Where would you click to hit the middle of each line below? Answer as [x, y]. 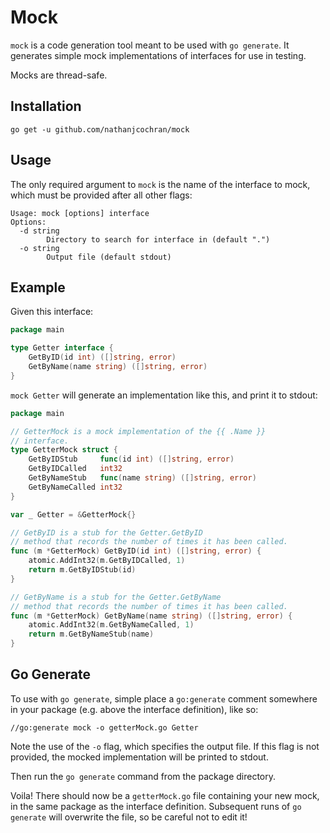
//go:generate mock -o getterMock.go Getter [104, 727]
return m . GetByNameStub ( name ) [91, 634]
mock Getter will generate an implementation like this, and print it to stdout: [164, 395]
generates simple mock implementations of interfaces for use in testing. [158, 55]
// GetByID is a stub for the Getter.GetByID [106, 532]
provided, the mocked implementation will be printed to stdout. [139, 757]
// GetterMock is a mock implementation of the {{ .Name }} [138, 431]
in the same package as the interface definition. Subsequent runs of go [156, 806]
